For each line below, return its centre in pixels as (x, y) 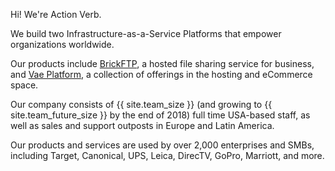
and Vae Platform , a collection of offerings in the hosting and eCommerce (161, 74)
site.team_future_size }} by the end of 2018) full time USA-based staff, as (160, 115)
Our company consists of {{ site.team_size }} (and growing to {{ (141, 104)
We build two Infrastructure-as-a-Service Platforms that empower (146, 33)
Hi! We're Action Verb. (56, 14)
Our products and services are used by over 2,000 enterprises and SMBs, (162, 145)
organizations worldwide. (62, 44)
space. (24, 85)
